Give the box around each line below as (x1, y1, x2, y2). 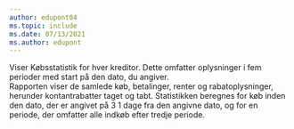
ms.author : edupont (9, 37, 82, 47)
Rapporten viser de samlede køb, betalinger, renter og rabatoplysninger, (9, 81, 274, 92)
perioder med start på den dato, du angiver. (9, 72, 169, 83)
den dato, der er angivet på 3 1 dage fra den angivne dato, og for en (9, 100, 258, 111)
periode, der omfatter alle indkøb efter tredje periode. (9, 109, 205, 120)
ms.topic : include (9, 21, 78, 30)
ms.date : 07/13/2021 (9, 29, 86, 38)
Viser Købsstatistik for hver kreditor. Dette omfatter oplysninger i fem (9, 62, 262, 73)
